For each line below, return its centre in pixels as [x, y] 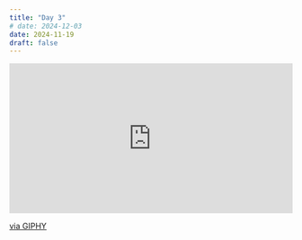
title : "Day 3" [38, 18]
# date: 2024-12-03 [46, 26]
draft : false [34, 43]
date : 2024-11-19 [42, 34]
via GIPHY [28, 227]
